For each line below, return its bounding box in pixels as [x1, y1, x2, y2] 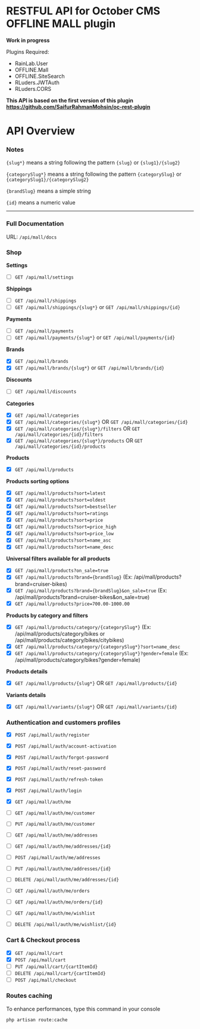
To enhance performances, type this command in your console [6, 1005, 161, 1012]
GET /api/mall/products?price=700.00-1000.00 [14, 601, 130, 607]
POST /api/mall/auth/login [14, 787, 82, 793]
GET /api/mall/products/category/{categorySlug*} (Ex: [14, 623, 152, 630]
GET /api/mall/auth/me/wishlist [14, 910, 95, 916]
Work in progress [6, 36, 50, 44]
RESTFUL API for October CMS [6, 4, 161, 18]
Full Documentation [6, 219, 64, 228]
